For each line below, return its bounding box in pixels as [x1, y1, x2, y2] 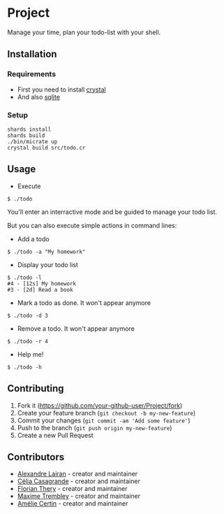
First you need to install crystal [17, 85, 106, 94]
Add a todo [17, 234, 50, 243]
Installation [7, 48, 57, 60]
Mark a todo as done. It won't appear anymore [17, 299, 151, 307]
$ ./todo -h [7, 364, 42, 371]
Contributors [7, 451, 65, 463]
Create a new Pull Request [17, 431, 94, 439]
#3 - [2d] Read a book [7, 286, 73, 293]
